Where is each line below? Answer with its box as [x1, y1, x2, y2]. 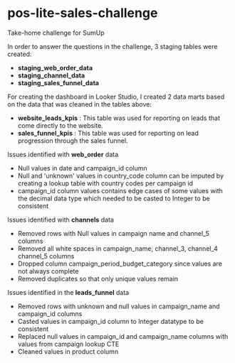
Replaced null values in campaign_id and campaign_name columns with [17, 332, 229, 340]
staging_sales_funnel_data [17, 78, 100, 87]
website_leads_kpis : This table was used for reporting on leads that [17, 114, 221, 122]
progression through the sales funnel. [17, 136, 128, 145]
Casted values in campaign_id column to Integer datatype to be [17, 317, 204, 325]
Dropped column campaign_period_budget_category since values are [17, 259, 223, 268]
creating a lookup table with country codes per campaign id [17, 179, 194, 188]
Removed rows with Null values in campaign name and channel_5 [17, 229, 210, 237]
